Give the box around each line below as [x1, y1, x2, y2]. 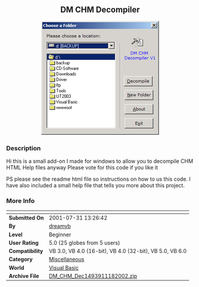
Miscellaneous [48, 256, 85, 263]
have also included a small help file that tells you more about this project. [6, 182, 185, 189]
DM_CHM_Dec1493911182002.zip [48, 272, 138, 279]
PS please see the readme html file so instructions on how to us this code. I [6, 175, 191, 183]
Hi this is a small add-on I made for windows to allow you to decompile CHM [6, 158, 194, 165]
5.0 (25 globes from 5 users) [48, 239, 120, 246]
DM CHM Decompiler [60, 5, 140, 15]
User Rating [8, 239, 39, 246]
